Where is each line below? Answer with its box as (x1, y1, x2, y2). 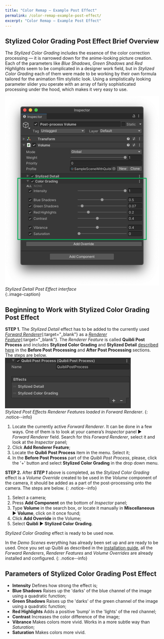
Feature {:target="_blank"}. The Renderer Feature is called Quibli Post (5, 337, 145, 343)
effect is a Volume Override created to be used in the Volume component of (5, 475, 157, 481)
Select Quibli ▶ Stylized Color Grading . (12, 521, 93, 527)
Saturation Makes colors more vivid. (12, 630, 86, 636)
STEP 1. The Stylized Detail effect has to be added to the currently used (5, 326, 150, 332)
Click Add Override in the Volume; (12, 516, 82, 521)
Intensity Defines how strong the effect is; (12, 583, 98, 589)
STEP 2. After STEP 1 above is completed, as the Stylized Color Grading (5, 469, 150, 475)
